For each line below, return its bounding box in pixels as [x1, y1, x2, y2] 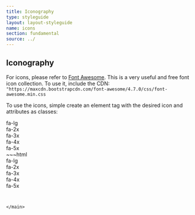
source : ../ [6, 36, 35, 42]
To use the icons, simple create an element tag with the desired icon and [6, 102, 183, 109]
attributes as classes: [6, 107, 58, 115]
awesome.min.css [6, 91, 46, 97]
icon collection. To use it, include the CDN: [6, 80, 110, 87]
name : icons [6, 25, 35, 31]
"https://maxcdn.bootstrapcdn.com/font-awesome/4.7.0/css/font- [6, 86, 168, 92]
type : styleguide [6, 14, 49, 20]
